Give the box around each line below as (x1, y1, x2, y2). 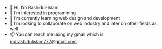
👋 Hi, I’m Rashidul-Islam (9, 5, 59, 10)
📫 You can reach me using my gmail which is (9, 31, 104, 37)
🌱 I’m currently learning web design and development (9, 15, 120, 21)
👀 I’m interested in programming (9, 10, 76, 16)
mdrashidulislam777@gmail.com (9, 39, 77, 44)
